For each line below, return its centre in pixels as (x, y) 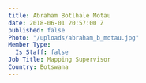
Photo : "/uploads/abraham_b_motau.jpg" (74, 38)
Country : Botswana (38, 67)
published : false (37, 30)
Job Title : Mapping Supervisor (60, 60)
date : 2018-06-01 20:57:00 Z (56, 23)
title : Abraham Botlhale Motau (60, 15)
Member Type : (30, 45)
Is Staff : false (42, 52)
